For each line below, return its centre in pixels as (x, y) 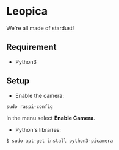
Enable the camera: (39, 95)
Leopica (27, 11)
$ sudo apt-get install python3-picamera (60, 141)
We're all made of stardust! (40, 28)
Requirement (31, 47)
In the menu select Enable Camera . (51, 118)
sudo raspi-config (30, 107)
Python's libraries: (38, 129)
